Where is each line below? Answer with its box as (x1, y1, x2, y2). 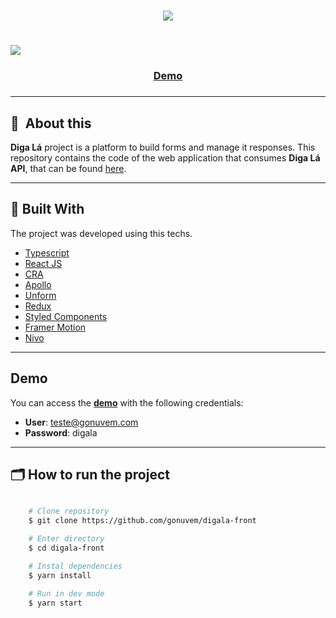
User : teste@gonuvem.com (24, 416, 139, 428)
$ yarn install (28, 570, 92, 580)
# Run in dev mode (28, 588, 105, 599)
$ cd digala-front (28, 543, 105, 554)
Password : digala (24, 426, 98, 439)
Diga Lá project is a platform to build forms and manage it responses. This (10, 141, 316, 154)
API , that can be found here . (10, 163, 127, 175)
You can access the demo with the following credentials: (10, 396, 244, 409)
